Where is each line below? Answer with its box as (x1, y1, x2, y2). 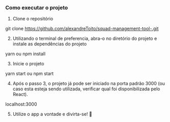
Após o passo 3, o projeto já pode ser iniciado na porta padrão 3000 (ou (12, 81, 165, 87)
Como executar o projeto (5, 4, 68, 11)
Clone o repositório (12, 16, 54, 22)
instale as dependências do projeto (12, 41, 87, 47)
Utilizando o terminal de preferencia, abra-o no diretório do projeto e (12, 35, 157, 42)
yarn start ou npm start (5, 70, 54, 77)
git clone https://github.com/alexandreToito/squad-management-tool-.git (5, 26, 159, 32)
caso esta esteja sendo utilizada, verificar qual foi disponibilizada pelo (12, 86, 160, 92)
